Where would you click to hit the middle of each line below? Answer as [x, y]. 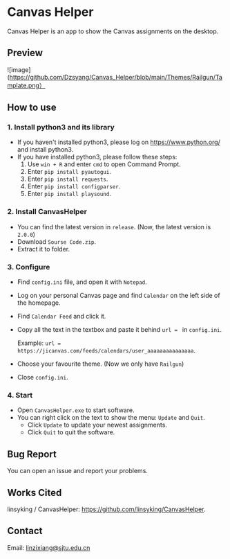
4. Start [20, 395]
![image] [19, 69]
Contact [25, 531]
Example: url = [39, 343]
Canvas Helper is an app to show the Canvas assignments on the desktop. [113, 31]
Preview [25, 53]
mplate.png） [27, 85]
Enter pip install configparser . [74, 186]
